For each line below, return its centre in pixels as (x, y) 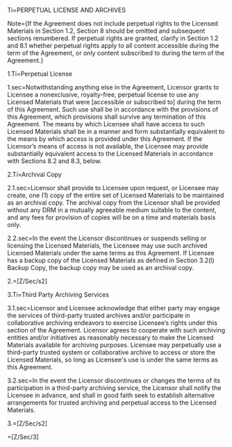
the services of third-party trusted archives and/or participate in (99, 315)
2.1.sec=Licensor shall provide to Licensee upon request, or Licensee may (113, 188)
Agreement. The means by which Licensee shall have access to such (106, 124)
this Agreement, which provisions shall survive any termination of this (107, 117)
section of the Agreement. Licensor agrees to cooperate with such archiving (116, 330)
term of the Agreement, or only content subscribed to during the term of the (116, 53)
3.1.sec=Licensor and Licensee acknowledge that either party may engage (114, 308)
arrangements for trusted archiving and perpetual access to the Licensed (112, 403)
